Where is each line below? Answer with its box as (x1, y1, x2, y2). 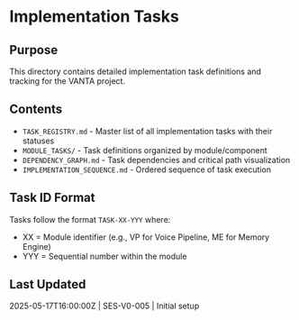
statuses (22, 135, 55, 146)
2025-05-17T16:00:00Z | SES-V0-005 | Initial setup (9, 300, 200, 312)
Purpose (9, 42, 59, 58)
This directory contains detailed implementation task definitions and (9, 66, 261, 77)
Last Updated (9, 277, 86, 292)
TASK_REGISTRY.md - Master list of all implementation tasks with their (22, 125, 273, 136)
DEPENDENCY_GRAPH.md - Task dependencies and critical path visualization (22, 154, 291, 165)
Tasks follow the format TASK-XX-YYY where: (9, 214, 171, 224)
